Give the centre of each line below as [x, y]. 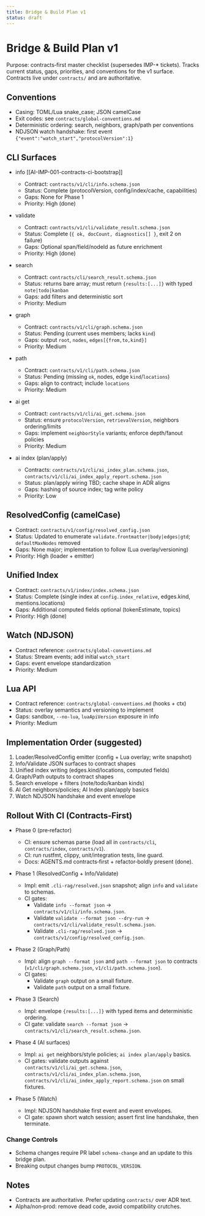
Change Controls [32, 1139]
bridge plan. [30, 1160]
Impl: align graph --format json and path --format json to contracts [111, 961]
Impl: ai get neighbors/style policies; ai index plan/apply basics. [108, 1054]
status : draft [24, 18]
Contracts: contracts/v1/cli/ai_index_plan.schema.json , [97, 470]
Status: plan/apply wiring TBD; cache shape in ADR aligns [97, 483]
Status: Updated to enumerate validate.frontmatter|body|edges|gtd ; [103, 536]
